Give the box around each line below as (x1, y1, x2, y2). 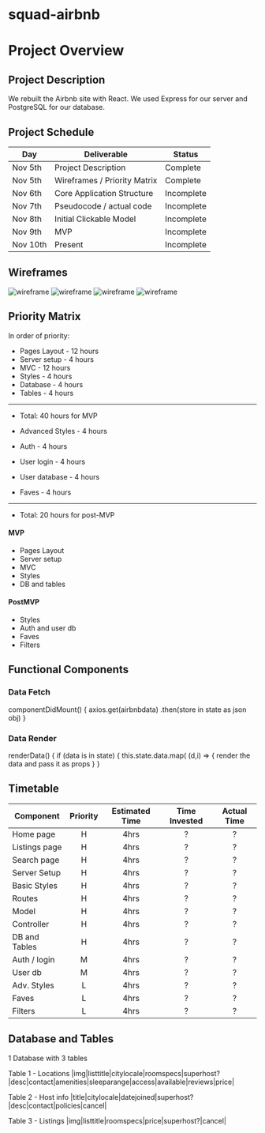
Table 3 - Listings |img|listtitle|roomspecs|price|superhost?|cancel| (8, 1116, 227, 1125)
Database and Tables (8, 1033, 114, 1046)
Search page (12, 854, 60, 865)
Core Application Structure (54, 188, 154, 198)
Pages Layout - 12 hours (19, 346, 99, 356)
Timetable (8, 782, 59, 796)
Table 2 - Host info (8, 1092, 69, 1101)
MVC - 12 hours (19, 363, 71, 372)
